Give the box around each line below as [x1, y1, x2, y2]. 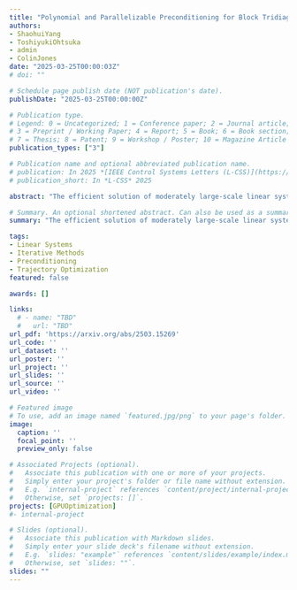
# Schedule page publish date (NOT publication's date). [9, 86, 224, 96]
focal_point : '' [17, 436, 77, 445]
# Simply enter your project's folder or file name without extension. [9, 477, 287, 486]
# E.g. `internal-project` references [9, 485, 161, 494]
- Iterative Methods [9, 249, 86, 257]
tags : [9, 232, 29, 241]
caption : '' [17, 428, 62, 437]
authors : [9, 21, 42, 30]
